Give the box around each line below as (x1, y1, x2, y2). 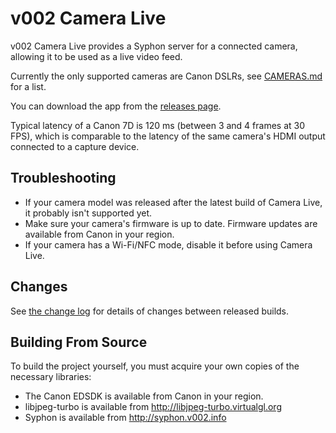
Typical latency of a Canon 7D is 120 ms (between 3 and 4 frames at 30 (10, 119, 306, 131)
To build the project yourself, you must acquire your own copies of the (10, 360, 300, 372)
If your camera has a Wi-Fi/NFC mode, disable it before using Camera (24, 238, 313, 251)
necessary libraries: (10, 371, 92, 383)
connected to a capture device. (10, 140, 140, 152)
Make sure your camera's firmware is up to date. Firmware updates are (24, 217, 318, 229)
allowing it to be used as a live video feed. (10, 50, 183, 62)
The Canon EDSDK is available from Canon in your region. (24, 390, 264, 402)
